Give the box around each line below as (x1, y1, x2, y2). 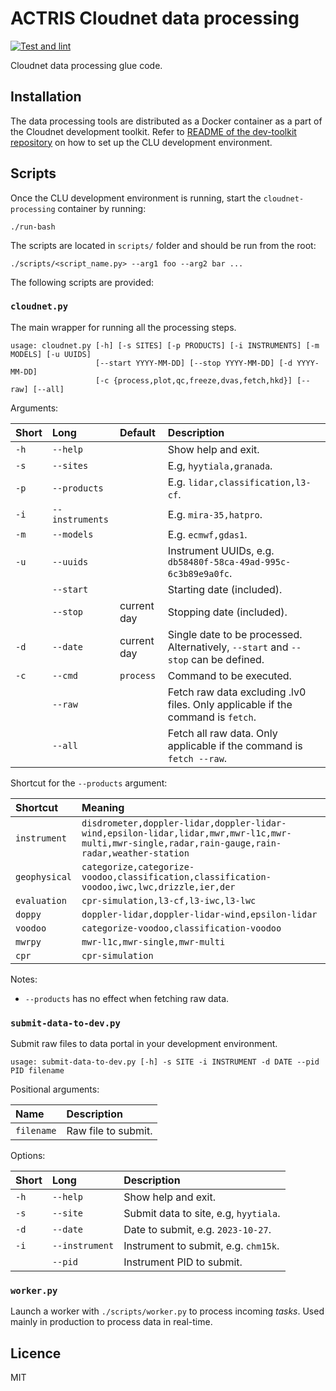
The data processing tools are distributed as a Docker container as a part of (10, 115, 323, 127)
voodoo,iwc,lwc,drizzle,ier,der (81, 881, 236, 892)
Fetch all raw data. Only (167, 726, 278, 740)
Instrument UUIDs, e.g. (167, 543, 275, 557)
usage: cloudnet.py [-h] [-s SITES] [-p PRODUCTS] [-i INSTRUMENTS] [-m (10, 340, 320, 351)
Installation (10, 88, 82, 106)
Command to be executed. (167, 668, 292, 682)
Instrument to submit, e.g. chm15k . (123, 1239, 280, 1253)
